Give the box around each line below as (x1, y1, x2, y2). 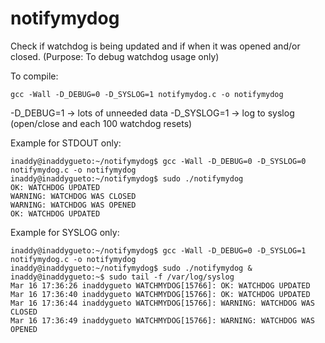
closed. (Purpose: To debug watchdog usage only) (10, 50, 220, 62)
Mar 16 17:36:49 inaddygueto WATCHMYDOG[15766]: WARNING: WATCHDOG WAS (10, 315, 315, 326)
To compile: (10, 70, 59, 82)
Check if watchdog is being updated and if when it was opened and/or (10, 40, 301, 52)
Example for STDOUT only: (10, 137, 122, 149)
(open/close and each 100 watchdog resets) (10, 117, 193, 129)
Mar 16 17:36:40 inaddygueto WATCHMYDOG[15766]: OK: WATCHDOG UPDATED (10, 289, 311, 299)
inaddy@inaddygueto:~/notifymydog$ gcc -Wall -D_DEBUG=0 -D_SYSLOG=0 (10, 156, 307, 166)
